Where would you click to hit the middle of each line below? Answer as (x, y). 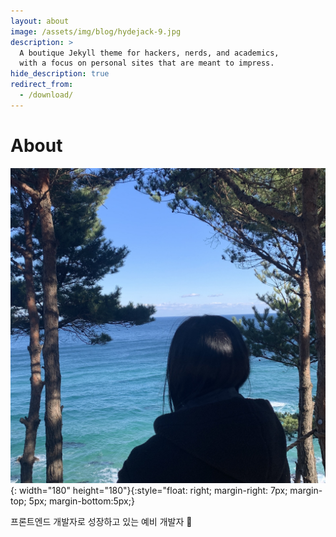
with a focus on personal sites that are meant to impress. (147, 63)
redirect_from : (42, 85)
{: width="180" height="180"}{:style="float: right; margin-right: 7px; (149, 490)
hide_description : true (60, 74)
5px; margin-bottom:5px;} (81, 501)
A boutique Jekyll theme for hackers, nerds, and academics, (149, 53)
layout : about (40, 21)
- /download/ (46, 95)
